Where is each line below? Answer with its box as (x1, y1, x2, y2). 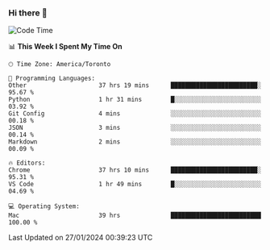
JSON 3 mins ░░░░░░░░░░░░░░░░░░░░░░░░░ (8, 124, 262, 132)
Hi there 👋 (8, 7, 48, 19)
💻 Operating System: (8, 202, 81, 210)
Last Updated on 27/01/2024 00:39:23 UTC (8, 233, 153, 243)
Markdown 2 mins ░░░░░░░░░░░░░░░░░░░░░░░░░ (8, 138, 262, 146)
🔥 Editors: (8, 159, 46, 168)
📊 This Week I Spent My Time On (8, 42, 123, 52)
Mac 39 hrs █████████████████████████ (8, 211, 262, 220)
